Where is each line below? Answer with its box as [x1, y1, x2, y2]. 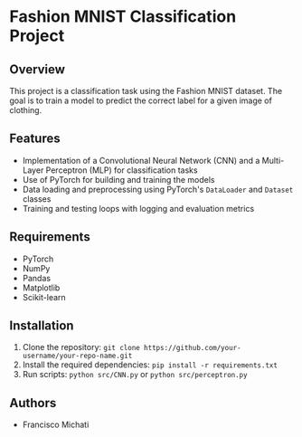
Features [9, 131, 61, 147]
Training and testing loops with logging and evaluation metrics [22, 203, 255, 214]
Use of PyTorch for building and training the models [22, 174, 215, 185]
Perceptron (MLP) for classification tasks [45, 165, 198, 176]
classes [22, 193, 52, 204]
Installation [9, 318, 74, 334]
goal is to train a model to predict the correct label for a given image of [9, 95, 273, 106]
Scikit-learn [22, 291, 66, 302]
